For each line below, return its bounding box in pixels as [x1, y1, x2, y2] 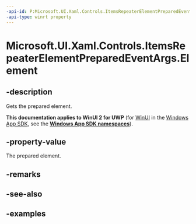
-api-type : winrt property [6, 14, 72, 20]
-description [6, 87, 52, 97]
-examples [6, 209, 46, 219]
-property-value [6, 136, 66, 146]
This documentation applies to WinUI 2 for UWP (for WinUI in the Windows [6, 114, 188, 121]
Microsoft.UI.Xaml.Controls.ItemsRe [6, 39, 185, 52]
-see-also [6, 189, 43, 199]
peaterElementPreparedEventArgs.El [6, 51, 190, 65]
